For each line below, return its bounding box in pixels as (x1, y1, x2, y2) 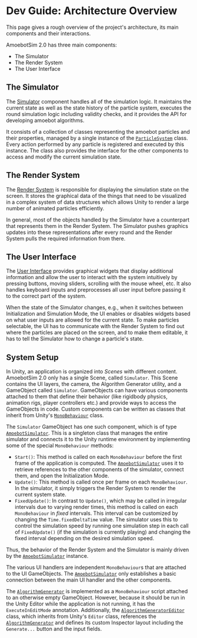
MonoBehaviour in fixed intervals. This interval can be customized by (14, 510, 178, 517)
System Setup (6, 352, 59, 362)
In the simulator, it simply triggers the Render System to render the (14, 485, 176, 492)
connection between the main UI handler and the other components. (6, 576, 172, 584)
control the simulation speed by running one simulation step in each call (14, 523, 189, 530)
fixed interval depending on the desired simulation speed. (14, 535, 155, 542)
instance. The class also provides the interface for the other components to (6, 147, 189, 154)
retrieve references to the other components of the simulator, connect (14, 466, 184, 473)
